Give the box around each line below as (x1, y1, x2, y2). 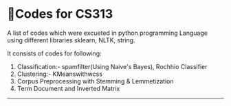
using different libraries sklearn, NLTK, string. (7, 36, 135, 44)
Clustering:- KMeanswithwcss (16, 70, 103, 78)
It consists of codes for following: (7, 49, 102, 57)
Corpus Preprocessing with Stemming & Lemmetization (16, 77, 174, 85)
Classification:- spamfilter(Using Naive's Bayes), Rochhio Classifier (16, 62, 208, 70)
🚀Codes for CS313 (7, 6, 113, 22)
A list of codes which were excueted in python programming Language (7, 29, 208, 37)
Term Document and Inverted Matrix (16, 84, 120, 92)
